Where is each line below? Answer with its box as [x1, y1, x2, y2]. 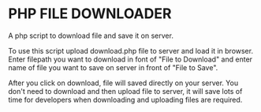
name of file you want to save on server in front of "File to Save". [8, 62, 218, 72]
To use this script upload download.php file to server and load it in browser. [8, 46, 254, 55]
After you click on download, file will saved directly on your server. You [8, 78, 239, 88]
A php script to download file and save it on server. [8, 31, 173, 40]
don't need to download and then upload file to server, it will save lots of [8, 86, 243, 95]
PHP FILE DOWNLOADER [8, 5, 172, 23]
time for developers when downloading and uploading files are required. [8, 95, 243, 104]
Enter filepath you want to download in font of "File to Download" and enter [8, 54, 253, 64]
